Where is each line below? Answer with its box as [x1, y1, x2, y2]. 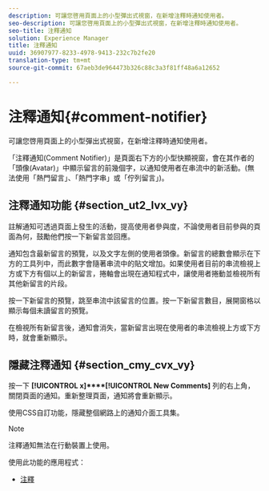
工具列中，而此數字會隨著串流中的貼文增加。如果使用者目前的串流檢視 [22, 258, 254, 268]
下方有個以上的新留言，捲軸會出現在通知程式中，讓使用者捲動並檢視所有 [22, 268, 261, 278]
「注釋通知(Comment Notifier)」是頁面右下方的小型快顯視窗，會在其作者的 [8, 153, 255, 163]
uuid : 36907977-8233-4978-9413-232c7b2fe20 [8, 49, 156, 57]
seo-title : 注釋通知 [8, 26, 72, 34]
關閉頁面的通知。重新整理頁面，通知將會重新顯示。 [8, 391, 177, 400]
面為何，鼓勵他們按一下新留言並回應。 [8, 231, 134, 241]
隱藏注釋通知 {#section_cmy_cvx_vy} [8, 358, 195, 372]
